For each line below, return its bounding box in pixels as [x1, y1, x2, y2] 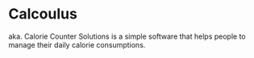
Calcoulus [8, 5, 78, 23]
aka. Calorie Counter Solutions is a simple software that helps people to [8, 31, 246, 41]
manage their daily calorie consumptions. [8, 39, 146, 49]
